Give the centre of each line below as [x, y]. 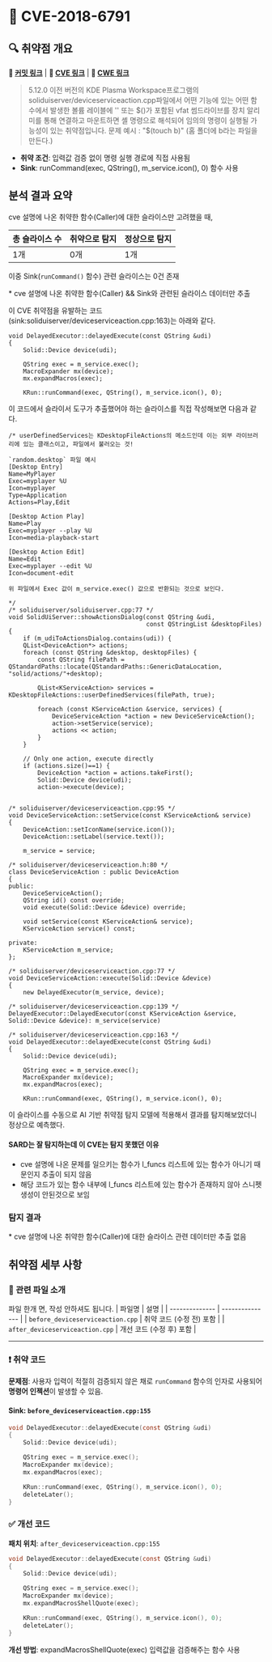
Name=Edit [25, 559]
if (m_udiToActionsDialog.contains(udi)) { [98, 638]
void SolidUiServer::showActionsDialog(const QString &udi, [112, 617]
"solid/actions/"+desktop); [56, 674]
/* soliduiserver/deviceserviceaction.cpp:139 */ [94, 1007]
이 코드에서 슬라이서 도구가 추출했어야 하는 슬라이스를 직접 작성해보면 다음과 [128, 409]
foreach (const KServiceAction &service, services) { [130, 709]
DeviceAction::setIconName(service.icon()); [99, 829]
